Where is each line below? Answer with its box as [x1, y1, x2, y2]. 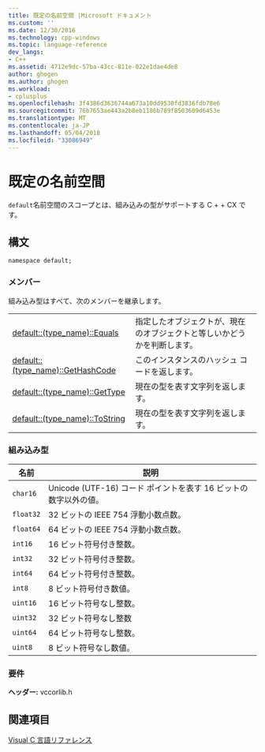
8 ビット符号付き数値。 [48, 583, 135, 594]
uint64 [12, 628, 37, 637]
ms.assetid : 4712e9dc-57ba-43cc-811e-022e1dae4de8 [8, 63, 178, 71]
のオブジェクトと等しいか [135, 327, 230, 339]
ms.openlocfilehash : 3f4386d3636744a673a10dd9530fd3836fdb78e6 [8, 99, 221, 107]
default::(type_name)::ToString [12, 413, 126, 424]
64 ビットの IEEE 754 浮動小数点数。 [48, 524, 186, 535]
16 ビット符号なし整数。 [48, 597, 140, 608]
